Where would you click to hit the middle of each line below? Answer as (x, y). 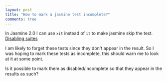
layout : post (19, 10)
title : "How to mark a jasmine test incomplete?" (58, 14)
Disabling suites (21, 38)
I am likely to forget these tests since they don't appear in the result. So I (80, 48)
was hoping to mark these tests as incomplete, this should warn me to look (82, 53)
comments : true (21, 19)
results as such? (22, 74)
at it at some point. (24, 59)
